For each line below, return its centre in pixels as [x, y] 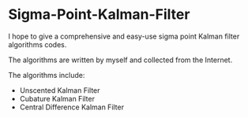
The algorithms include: [47, 75]
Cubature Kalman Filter [57, 98]
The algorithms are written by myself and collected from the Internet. [120, 60]
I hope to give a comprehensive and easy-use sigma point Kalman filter [124, 36]
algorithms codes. [38, 44]
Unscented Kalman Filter [60, 90]
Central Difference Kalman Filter [72, 107]
